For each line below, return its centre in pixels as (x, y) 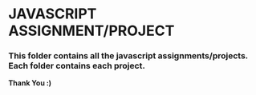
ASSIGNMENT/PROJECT (91, 31)
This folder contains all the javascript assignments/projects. (128, 56)
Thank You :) (30, 83)
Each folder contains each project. (77, 66)
